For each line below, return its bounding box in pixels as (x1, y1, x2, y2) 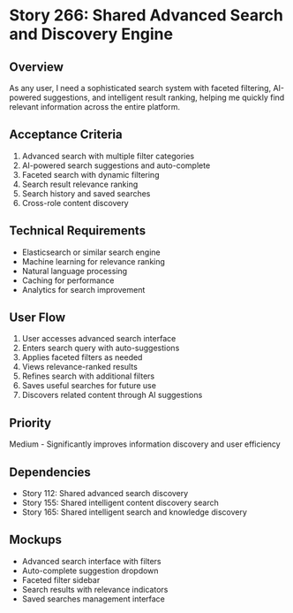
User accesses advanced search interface (21, 333, 177, 344)
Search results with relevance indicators (21, 584, 169, 594)
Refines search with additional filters (21, 371, 155, 381)
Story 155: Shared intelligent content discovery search (21, 497, 219, 509)
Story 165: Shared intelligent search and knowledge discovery (21, 507, 247, 517)
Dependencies (9, 464, 91, 479)
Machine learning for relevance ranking (21, 256, 166, 266)
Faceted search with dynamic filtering (21, 169, 160, 180)
